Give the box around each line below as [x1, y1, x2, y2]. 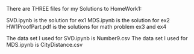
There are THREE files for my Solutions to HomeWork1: [6, 5, 142, 12]
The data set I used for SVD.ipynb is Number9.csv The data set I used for [6, 35, 188, 41]
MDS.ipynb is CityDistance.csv [6, 41, 83, 48]
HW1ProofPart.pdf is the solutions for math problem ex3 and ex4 [6, 23, 167, 30]
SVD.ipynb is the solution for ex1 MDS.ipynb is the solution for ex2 [6, 17, 170, 23]
